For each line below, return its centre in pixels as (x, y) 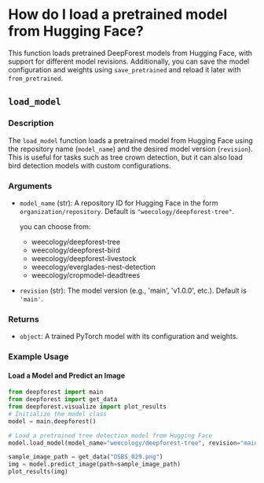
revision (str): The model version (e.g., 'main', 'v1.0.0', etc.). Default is (133, 290)
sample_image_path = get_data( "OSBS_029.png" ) (86, 457)
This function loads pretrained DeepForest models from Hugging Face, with (130, 53)
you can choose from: (55, 227)
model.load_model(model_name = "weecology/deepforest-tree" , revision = (125, 443)
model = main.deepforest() (52, 421)
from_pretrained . (36, 78)
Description (31, 124)
